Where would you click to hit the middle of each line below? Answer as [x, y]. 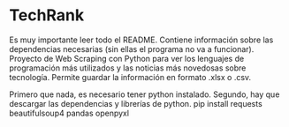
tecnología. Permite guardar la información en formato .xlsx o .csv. [130, 77]
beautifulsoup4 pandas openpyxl [69, 113]
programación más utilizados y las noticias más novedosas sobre [128, 68]
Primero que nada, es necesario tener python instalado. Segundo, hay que [144, 94]
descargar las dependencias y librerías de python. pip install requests [136, 103]
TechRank [47, 15]
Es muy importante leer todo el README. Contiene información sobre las [141, 40]
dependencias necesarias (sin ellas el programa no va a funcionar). [132, 49]
